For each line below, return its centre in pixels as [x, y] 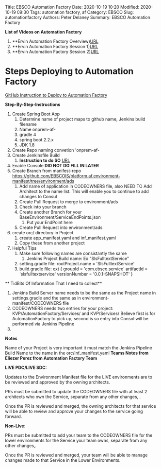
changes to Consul [38, 196]
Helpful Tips [24, 248]
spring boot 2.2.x [36, 139]
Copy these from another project [52, 243]
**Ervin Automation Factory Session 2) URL [56, 52]
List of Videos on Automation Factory [43, 32]
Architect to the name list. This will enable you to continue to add [84, 191]
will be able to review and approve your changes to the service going [74, 411]
